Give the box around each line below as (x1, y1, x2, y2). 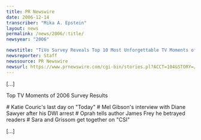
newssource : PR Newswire (6, 58, 68, 64)
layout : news (6, 25, 39, 32)
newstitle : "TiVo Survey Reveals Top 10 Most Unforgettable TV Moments (6, 47, 188, 54)
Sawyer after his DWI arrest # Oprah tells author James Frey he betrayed (6, 110, 185, 117)
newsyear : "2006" (6, 36, 50, 42)
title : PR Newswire (6, 8, 55, 15)
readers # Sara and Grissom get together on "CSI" (6, 116, 130, 123)
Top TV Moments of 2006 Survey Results (6, 92, 108, 99)
